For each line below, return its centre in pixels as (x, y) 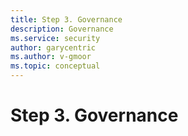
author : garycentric (53, 47)
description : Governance (62, 29)
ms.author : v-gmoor (51, 57)
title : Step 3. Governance (66, 19)
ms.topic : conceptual (55, 66)
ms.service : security (55, 38)
